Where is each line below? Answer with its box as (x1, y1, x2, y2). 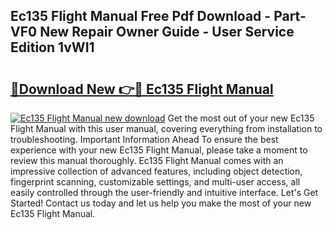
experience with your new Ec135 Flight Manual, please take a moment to (10, 144, 308, 156)
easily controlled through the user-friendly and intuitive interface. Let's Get (10, 187, 319, 198)
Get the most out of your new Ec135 (167, 112, 315, 124)
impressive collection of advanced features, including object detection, (10, 165, 303, 177)
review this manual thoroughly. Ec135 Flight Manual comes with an (10, 155, 284, 166)
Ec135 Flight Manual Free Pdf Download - (10, 8, 272, 25)
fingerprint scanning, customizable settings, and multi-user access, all (10, 176, 301, 188)
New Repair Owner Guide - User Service (39, 24, 295, 41)
